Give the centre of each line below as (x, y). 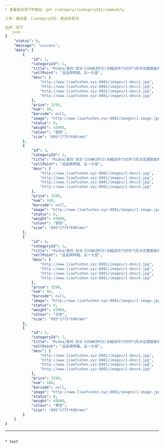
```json (13, 32)
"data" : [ (24, 50)
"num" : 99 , (42, 109)
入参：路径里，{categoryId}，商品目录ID (42, 18)
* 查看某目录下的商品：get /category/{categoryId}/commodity (65, 10)
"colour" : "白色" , (49, 314)
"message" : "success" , (37, 46)
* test (12, 442)
